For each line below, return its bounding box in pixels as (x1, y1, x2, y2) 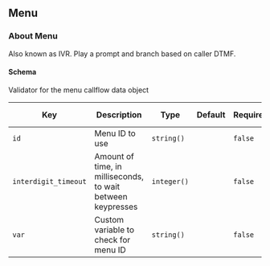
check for (94, 234, 131, 245)
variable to (94, 224, 135, 235)
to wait (94, 181, 121, 192)
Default (196, 108, 226, 120)
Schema (8, 68, 37, 77)
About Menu (8, 31, 58, 42)
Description (96, 108, 142, 120)
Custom (94, 214, 125, 225)
